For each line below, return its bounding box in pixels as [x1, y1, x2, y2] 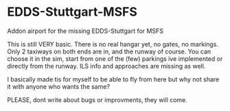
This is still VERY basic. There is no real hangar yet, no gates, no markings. [7, 40, 218, 48]
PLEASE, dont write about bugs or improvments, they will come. [7, 95, 187, 103]
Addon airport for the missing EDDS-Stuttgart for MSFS [7, 27, 163, 35]
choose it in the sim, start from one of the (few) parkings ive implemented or [7, 54, 223, 62]
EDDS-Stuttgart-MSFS [7, 4, 137, 20]
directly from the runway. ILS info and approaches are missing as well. [7, 62, 206, 70]
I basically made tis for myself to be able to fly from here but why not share [7, 75, 220, 83]
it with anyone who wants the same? [7, 82, 111, 90]
